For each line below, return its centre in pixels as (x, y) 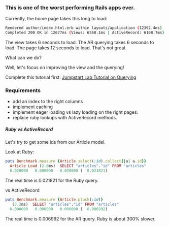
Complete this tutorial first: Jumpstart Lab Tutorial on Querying (71, 77)
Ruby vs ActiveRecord (29, 129)
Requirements (23, 90)
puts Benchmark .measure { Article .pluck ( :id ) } (54, 200)
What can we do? (24, 58)
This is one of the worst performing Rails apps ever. (70, 8)
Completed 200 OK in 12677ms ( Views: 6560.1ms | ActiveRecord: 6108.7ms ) (85, 33)
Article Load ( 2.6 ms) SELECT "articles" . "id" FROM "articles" (78, 166)
